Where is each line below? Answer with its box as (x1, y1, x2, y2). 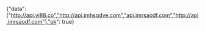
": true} (56, 18, 74, 25)
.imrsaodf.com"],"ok (6, 18, 57, 25)
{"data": (6, 5, 26, 12)
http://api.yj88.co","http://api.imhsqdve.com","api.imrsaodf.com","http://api (10, 12, 199, 19)
